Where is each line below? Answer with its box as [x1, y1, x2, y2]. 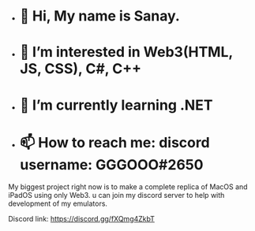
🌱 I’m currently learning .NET [19, 96, 213, 114]
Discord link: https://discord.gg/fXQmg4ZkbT [8, 214, 156, 223]
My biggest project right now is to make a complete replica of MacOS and [8, 181, 248, 192]
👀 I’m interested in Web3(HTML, [19, 43, 233, 61]
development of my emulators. [8, 199, 108, 208]
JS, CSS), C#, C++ [19, 60, 142, 78]
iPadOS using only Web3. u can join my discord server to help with [8, 190, 225, 199]
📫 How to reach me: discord [19, 133, 211, 151]
